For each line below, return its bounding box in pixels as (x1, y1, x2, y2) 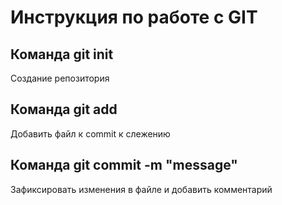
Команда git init (10, 46, 114, 63)
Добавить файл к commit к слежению (10, 127, 171, 140)
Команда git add (10, 101, 118, 118)
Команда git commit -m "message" (10, 157, 238, 174)
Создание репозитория (10, 72, 110, 84)
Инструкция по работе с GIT (10, 6, 258, 29)
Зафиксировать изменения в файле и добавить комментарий (10, 183, 273, 195)
